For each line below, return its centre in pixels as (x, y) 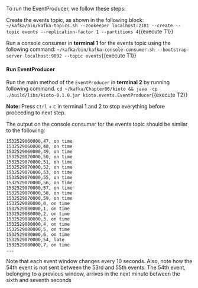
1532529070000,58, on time (39, 193)
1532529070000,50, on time (39, 157)
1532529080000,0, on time (38, 204)
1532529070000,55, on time (39, 178)
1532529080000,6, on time (38, 235)
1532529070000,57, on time (39, 188)
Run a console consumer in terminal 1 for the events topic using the (89, 43)
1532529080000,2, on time (38, 214)
